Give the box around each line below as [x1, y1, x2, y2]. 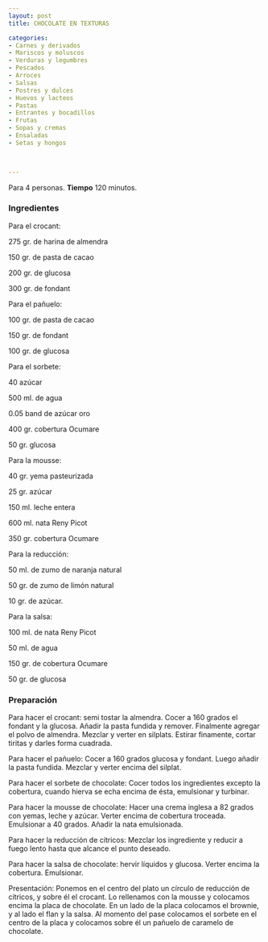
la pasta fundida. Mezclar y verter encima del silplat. [8, 763, 182, 773]
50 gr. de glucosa [8, 674, 67, 684]
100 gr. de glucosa [8, 346, 70, 356]
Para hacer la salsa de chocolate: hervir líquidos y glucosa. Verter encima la [8, 860, 260, 869]
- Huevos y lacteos [8, 94, 74, 102]
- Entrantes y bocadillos [8, 109, 95, 117]
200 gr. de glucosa [8, 268, 71, 277]
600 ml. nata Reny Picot [8, 518, 88, 527]
